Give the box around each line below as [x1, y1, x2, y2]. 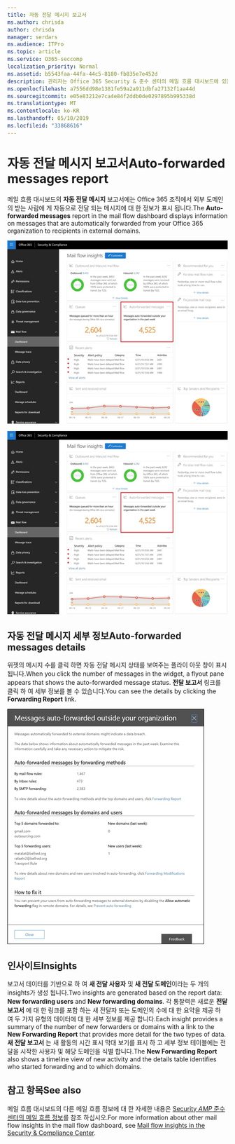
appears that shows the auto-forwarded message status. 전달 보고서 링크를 [7, 679, 222, 687]
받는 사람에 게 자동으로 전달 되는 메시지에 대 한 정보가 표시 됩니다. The [14, 203, 205, 212]
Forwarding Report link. [7, 695, 77, 704]
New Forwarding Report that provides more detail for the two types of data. [7, 1030, 226, 1038]
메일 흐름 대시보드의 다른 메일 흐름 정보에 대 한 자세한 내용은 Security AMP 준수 [7, 1104, 226, 1112]
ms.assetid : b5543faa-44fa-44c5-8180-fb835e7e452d [7, 70, 158, 77]
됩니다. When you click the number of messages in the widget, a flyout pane [7, 669, 225, 678]
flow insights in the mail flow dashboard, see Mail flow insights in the [7, 1121, 206, 1129]
